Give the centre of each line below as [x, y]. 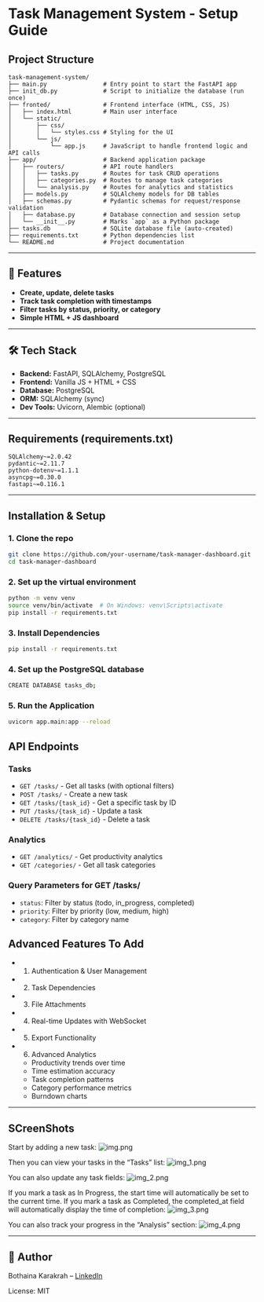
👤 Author [30, 1257]
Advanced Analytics [64, 1055]
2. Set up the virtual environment [72, 582]
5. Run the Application [51, 706]
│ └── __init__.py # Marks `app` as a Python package [114, 221]
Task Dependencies [63, 988]
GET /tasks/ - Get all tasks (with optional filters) [97, 786]
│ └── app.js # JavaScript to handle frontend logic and [128, 146]
